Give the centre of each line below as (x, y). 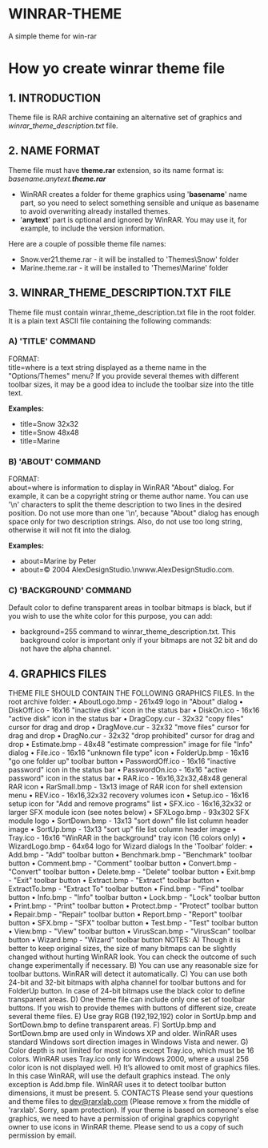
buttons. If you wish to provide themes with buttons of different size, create (132, 1008)
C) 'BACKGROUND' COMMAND (70, 591)
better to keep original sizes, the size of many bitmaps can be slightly (122, 949)
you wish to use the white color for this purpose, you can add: (110, 616)
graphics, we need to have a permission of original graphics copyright (124, 1118)
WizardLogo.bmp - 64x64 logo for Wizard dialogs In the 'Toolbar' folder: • (131, 846)
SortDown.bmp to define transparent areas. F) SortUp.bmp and (112, 1025)
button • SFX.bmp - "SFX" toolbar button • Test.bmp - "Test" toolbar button (133, 923)
